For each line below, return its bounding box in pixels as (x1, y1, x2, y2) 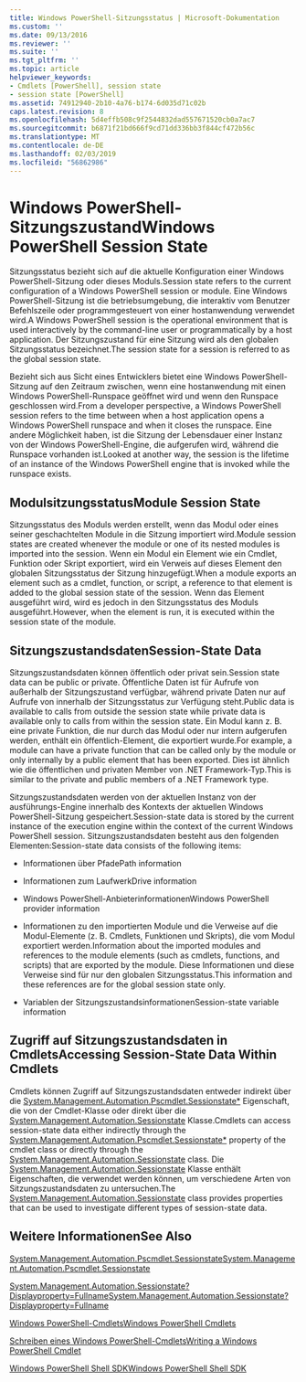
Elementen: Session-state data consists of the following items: (9, 840, 242, 851)
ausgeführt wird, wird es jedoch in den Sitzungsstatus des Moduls (9, 597, 259, 608)
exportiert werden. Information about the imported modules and (22, 941, 261, 951)
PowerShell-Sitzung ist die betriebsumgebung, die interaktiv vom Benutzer (9, 295, 290, 306)
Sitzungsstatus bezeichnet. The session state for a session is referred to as (9, 344, 290, 355)
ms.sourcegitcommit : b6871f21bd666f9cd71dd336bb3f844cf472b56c (9, 124, 256, 133)
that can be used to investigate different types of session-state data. (9, 1202, 268, 1213)
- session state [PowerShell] (9, 90, 125, 99)
